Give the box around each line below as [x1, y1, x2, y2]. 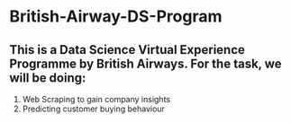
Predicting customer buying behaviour [22, 103, 165, 114]
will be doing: [9, 70, 86, 85]
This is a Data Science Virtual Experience [9, 42, 246, 57]
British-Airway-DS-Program [9, 6, 223, 27]
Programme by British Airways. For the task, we [9, 56, 282, 71]
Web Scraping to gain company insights [22, 94, 171, 104]
